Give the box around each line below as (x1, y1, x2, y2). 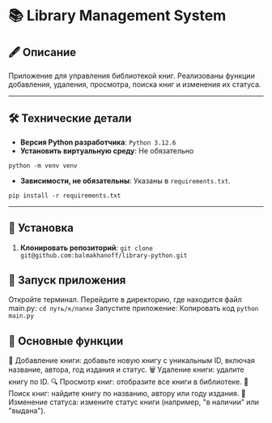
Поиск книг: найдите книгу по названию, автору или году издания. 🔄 (8, 389, 246, 399)
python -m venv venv (8, 162, 79, 170)
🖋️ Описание (8, 45, 77, 59)
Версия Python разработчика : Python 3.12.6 (19, 137, 176, 147)
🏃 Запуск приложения (8, 274, 126, 287)
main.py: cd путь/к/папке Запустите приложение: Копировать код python (8, 304, 259, 313)
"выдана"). (8, 406, 46, 416)
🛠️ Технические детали (8, 111, 132, 126)
